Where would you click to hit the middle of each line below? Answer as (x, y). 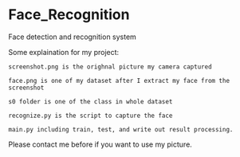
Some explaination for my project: (64, 52)
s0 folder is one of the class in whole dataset (90, 101)
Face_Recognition (69, 15)
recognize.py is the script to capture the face (90, 116)
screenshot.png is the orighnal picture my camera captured (110, 67)
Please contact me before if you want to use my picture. (100, 144)
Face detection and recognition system (73, 37)
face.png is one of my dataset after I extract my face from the (119, 80)
